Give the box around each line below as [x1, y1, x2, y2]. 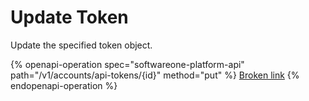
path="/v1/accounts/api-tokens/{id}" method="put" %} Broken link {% [10, 69, 300, 81]
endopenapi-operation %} [10, 79, 118, 91]
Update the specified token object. [10, 39, 153, 51]
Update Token [10, 6, 129, 29]
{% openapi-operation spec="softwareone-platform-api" [10, 58, 245, 70]
